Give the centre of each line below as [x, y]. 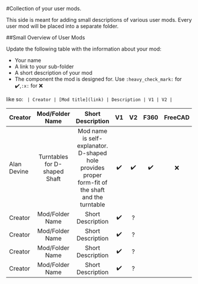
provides [93, 168]
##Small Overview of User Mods [46, 37]
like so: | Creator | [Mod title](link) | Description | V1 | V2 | [89, 99]
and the [93, 197]
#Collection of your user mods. [44, 9]
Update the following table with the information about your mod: [84, 49]
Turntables [54, 157]
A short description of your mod [53, 73]
